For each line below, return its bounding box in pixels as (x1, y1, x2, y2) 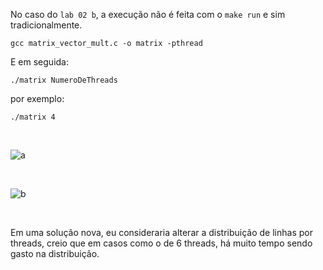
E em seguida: (10, 56, 69, 68)
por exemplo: (10, 93, 65, 104)
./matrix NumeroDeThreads (10, 75, 118, 85)
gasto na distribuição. (10, 248, 100, 259)
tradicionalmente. (10, 19, 83, 31)
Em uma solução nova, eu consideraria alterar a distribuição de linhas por (10, 227, 313, 238)
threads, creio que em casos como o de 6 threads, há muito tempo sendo (10, 237, 313, 249)
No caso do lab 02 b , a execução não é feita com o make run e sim (10, 9, 286, 20)
